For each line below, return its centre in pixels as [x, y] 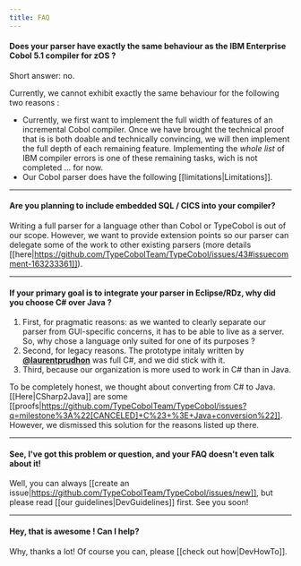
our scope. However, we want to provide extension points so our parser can [149, 236]
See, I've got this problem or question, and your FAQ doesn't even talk [142, 454]
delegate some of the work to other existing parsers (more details [130, 245]
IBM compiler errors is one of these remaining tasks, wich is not [140, 158]
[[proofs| [26, 406]
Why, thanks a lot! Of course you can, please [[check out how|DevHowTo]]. [149, 551]
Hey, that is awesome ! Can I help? [74, 532]
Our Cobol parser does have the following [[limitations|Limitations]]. [147, 176]
